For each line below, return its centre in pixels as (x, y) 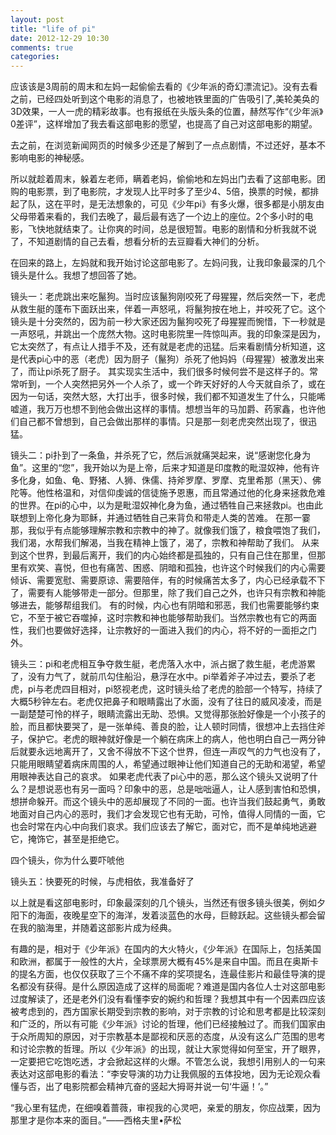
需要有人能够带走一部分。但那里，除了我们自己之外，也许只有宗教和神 (172, 593)
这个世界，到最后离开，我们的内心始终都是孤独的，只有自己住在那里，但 (167, 555)
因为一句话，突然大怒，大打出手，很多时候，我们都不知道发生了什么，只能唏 (168, 397)
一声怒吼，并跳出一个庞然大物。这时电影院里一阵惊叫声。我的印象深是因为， (168, 334)
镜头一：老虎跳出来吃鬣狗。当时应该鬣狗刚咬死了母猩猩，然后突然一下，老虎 (168, 297)
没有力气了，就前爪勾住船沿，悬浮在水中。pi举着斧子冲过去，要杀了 (167, 677)
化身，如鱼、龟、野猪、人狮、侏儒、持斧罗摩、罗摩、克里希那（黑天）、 (165, 480)
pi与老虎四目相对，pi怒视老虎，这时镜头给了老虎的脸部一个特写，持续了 (175, 689)
